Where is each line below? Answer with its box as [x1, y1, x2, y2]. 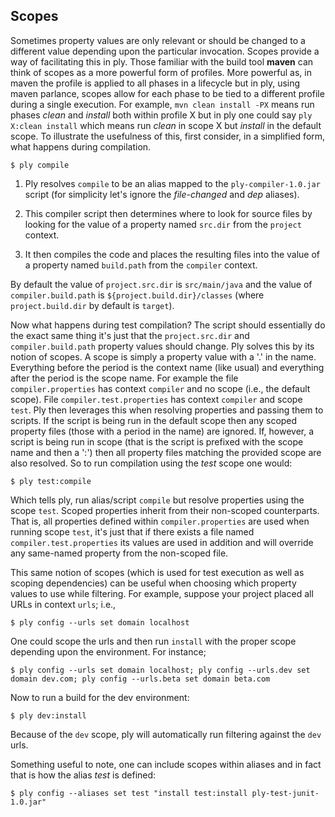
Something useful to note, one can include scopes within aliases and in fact [10, 758, 322, 770]
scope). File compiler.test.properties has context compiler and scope [10, 393, 303, 405]
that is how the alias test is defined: [10, 769, 157, 781]
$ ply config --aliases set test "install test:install [10, 788, 248, 798]
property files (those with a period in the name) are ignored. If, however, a [10, 425, 315, 437]
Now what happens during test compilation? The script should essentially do [10, 319, 326, 331]
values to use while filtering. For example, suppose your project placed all [10, 587, 314, 599]
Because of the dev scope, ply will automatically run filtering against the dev [10, 728, 322, 740]
